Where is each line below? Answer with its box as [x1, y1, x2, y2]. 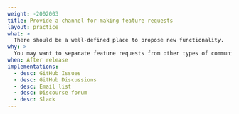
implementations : [7, 63, 59, 70]
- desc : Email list [14, 83, 72, 90]
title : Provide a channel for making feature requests [7, 17, 174, 24]
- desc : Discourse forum [14, 89, 87, 96]
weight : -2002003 [7, 10, 59, 18]
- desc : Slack [14, 96, 55, 103]
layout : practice [7, 23, 59, 30]
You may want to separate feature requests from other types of [14, 50, 208, 57]
